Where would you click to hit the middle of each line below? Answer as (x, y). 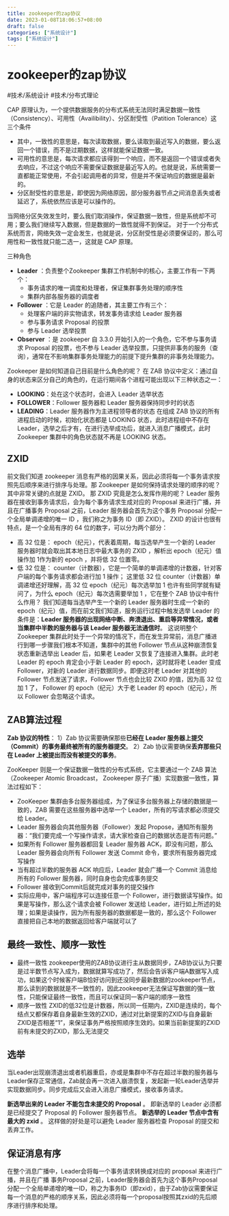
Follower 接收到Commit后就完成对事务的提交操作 (86, 886)
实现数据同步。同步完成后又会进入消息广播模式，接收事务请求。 (97, 1089)
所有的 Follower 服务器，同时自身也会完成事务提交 (87, 878)
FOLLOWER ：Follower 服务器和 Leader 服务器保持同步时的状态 (106, 403)
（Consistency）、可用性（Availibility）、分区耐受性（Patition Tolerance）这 (112, 119)
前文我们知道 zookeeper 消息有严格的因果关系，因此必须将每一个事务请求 (110, 476)
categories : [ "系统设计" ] (42, 33)
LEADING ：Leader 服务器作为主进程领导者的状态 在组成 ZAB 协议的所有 (118, 411)
